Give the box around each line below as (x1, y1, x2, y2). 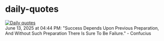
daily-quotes (5, 3, 59, 15)
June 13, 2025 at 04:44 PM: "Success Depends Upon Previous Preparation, (5, 25, 159, 31)
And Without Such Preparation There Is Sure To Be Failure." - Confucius (5, 30, 152, 36)
